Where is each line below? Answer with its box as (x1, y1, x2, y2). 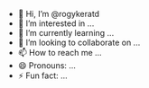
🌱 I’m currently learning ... (17, 28, 115, 38)
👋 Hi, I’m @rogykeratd (17, 9, 100, 19)
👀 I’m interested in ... (17, 18, 95, 29)
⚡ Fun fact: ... (17, 70, 68, 81)
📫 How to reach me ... (17, 48, 102, 57)
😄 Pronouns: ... (17, 60, 77, 71)
